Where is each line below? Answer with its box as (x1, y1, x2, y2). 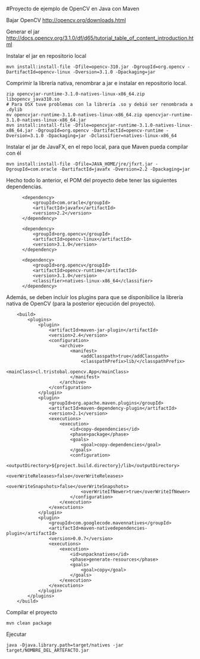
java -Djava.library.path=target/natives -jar (6, 642, 124, 648)
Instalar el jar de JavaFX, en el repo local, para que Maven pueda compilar (6, 143, 189, 150)
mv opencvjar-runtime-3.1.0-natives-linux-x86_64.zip (6, 112, 143, 118)
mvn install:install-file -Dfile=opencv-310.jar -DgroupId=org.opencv (6, 64, 185, 70)
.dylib (6, 107, 23, 113)
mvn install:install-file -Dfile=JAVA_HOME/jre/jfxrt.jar (6, 161, 153, 167)
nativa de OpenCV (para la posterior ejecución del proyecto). (6, 300, 156, 307)
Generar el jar (6, 28, 40, 35)
